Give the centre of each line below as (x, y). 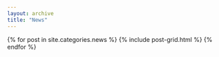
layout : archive (30, 13)
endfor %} (22, 47)
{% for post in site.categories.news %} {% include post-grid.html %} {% (110, 39)
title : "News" (28, 20)
